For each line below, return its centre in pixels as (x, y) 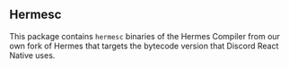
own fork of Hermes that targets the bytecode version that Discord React (144, 46)
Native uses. (32, 55)
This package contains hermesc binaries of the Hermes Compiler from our (145, 36)
